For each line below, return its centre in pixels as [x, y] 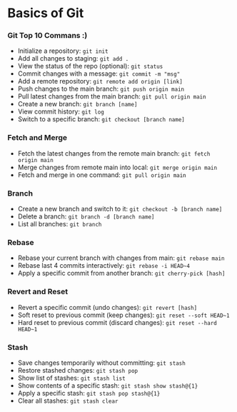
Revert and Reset [38, 292]
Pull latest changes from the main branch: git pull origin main [112, 96]
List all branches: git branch [60, 224]
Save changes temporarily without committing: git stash [101, 363]
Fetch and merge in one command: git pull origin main [102, 175]
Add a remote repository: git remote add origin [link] [100, 81]
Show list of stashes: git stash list [72, 378]
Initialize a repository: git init [63, 51]
